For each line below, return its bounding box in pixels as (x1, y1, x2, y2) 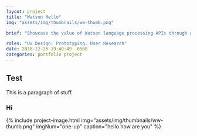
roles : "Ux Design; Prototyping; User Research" (6, 40, 127, 47)
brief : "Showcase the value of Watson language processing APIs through (6, 30, 188, 36)
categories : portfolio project (6, 52, 83, 57)
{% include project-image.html (6, 117, 80, 124)
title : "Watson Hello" (6, 14, 62, 20)
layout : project (6, 8, 46, 15)
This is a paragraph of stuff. (6, 89, 73, 96)
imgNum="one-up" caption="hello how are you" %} (36, 123, 161, 130)
